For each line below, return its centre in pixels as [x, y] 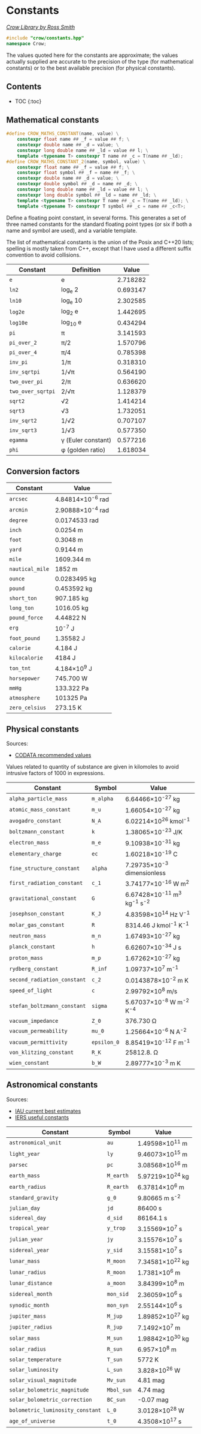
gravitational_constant [43, 899]
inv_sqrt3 [23, 430]
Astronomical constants [52, 1085]
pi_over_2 [23, 343]
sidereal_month [31, 1294]
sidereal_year [29, 1250]
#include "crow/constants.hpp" [45, 38]
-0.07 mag [153, 1399]
